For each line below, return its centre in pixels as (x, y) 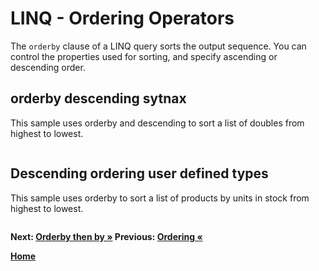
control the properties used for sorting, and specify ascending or (144, 56)
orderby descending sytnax (98, 98)
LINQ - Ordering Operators (122, 18)
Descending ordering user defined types (139, 173)
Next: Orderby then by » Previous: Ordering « (106, 236)
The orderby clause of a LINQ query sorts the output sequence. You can (158, 46)
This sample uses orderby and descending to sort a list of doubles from (157, 123)
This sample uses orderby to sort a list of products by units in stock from (160, 198)
